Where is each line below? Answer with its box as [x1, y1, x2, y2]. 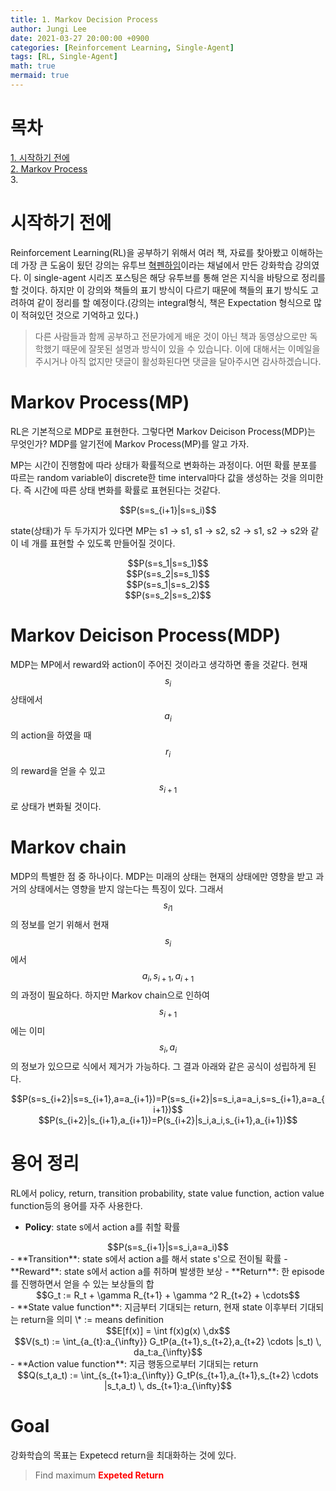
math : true [10, 61, 56, 71]
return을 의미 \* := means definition [20, 1313, 164, 1325]
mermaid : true [10, 71, 70, 81]
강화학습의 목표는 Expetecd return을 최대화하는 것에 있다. [10, 1449, 237, 1461]
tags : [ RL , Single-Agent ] [10, 52, 118, 62]
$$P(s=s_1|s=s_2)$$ [126, 578, 210, 590]
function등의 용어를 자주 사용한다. [10, 1199, 143, 1211]
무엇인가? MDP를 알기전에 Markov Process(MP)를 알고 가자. [10, 437, 250, 450]
